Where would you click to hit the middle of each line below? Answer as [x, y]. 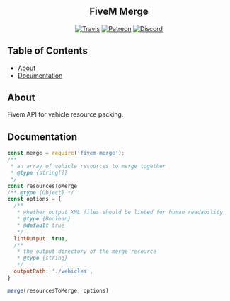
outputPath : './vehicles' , [53, 271]
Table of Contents [48, 51]
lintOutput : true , [41, 238]
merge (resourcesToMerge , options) [58, 290]
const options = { [34, 199]
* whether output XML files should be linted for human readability [120, 212]
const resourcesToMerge [42, 186]
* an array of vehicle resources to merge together [88, 166]
